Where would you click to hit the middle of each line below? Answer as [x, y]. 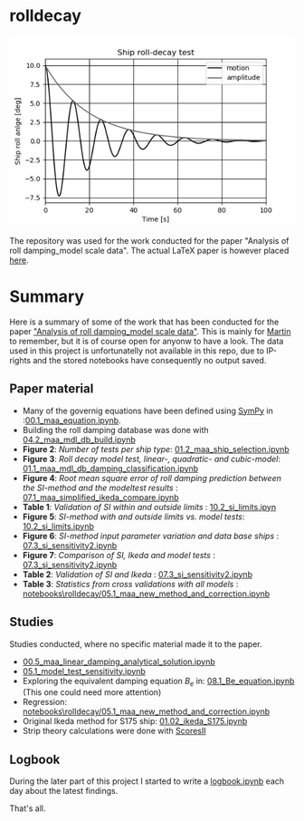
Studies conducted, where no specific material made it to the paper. [136, 643]
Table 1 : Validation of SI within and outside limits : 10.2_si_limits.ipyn [149, 507]
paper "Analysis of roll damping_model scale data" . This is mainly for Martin [150, 331]
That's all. [28, 808]
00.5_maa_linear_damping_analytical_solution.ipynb [119, 662]
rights [20, 360]
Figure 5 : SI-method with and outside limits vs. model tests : [133, 517]
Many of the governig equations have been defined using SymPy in [148, 410]
